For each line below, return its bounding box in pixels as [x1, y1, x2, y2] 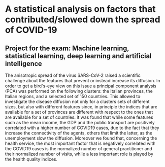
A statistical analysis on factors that [5, 3, 156, 15]
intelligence [5, 59, 42, 67]
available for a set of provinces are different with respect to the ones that [5, 109, 153, 115]
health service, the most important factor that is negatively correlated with [5, 140, 156, 146]
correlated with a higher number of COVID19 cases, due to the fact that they [5, 125, 160, 131]
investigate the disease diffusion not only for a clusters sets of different [5, 99, 150, 104]
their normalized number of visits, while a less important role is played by [5, 151, 154, 157]
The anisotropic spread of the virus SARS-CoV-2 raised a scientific [5, 72, 141, 78]
